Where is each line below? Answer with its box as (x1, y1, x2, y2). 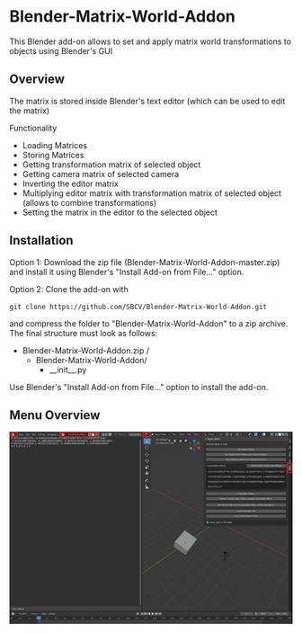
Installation (9, 233, 74, 248)
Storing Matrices (22, 149, 84, 160)
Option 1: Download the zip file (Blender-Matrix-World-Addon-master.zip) (9, 256, 280, 267)
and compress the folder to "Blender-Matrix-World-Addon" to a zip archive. (9, 317, 289, 329)
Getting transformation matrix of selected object (22, 159, 201, 170)
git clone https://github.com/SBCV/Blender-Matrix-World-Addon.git (9, 302, 268, 311)
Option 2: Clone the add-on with (9, 283, 129, 294)
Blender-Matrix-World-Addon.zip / (22, 344, 150, 356)
